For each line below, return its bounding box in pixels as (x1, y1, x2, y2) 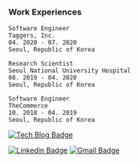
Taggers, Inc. (8, 31, 56, 40)
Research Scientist (8, 59, 74, 68)
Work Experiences (8, 6, 82, 18)
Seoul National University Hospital (8, 67, 131, 75)
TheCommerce (8, 102, 48, 110)
